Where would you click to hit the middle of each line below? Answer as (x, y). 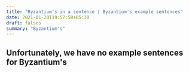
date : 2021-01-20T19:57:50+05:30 (48, 17)
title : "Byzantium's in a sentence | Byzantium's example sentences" (95, 12)
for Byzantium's (37, 62)
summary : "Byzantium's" (36, 28)
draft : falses (24, 23)
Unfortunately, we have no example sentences (95, 52)
